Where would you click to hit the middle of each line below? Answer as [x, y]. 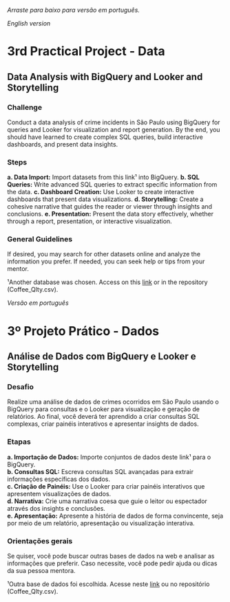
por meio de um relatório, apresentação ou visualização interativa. [101, 523]
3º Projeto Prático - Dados [83, 331]
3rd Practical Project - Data [86, 51]
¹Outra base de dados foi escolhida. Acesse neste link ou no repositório [108, 584]
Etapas [19, 442]
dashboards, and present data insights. [63, 144]
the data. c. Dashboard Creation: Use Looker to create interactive [101, 192]
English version [29, 23]
